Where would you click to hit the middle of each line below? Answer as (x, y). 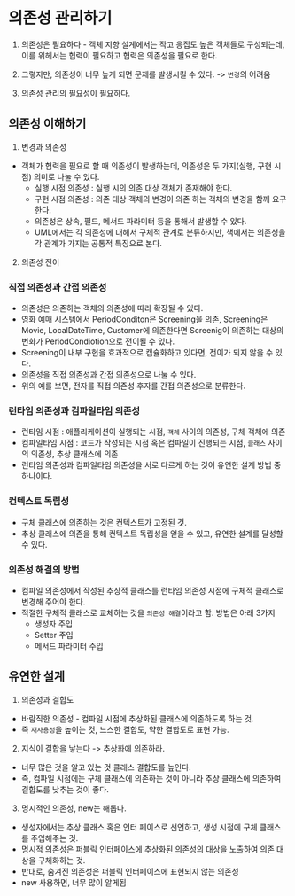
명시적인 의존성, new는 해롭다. (74, 808)
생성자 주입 (53, 623)
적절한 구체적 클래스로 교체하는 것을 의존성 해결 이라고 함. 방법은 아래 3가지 (148, 612)
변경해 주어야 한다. (53, 601)
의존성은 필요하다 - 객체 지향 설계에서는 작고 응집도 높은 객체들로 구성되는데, (153, 44)
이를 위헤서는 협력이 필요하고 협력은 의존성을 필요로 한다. (119, 55)
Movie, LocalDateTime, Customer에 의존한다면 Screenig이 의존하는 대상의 (152, 331)
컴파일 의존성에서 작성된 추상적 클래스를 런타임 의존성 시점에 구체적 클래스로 (152, 590)
